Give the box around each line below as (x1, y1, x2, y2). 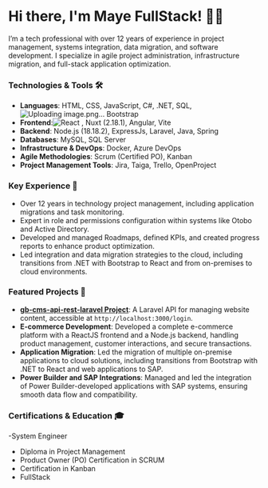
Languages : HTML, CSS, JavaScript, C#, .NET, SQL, (19, 101, 192, 110)
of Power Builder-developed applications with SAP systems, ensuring (19, 381, 248, 390)
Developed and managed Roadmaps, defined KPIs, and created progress (19, 232, 260, 242)
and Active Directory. (19, 224, 90, 234)
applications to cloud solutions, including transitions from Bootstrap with (19, 355, 258, 365)
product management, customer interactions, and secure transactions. (19, 338, 252, 348)
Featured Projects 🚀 (8, 286, 86, 298)
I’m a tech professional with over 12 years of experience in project (8, 34, 225, 43)
